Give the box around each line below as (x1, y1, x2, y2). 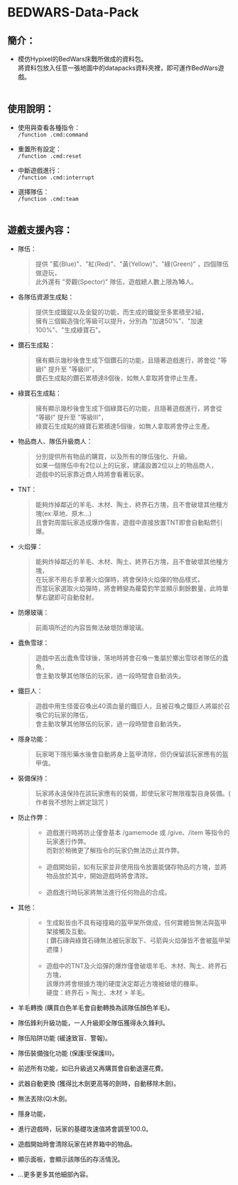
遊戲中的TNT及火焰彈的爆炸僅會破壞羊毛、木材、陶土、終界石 (45, 961, 227, 970)
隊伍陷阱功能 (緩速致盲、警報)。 (17, 1033, 112, 1042)
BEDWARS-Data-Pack (7, 4, 139, 21)
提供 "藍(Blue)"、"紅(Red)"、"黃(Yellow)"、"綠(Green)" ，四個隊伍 (35, 260, 229, 268)
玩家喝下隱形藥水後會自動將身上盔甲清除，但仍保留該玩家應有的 (35, 749, 222, 758)
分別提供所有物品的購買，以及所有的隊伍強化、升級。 (35, 452, 192, 461)
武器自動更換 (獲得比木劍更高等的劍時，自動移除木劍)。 (17, 1079, 180, 1087)
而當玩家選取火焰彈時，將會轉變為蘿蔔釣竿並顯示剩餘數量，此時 (35, 584, 222, 592)
